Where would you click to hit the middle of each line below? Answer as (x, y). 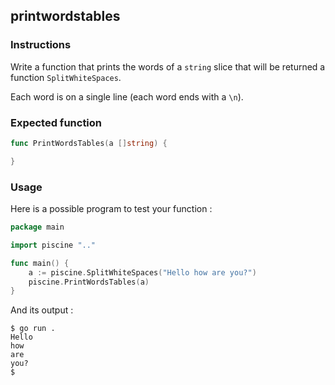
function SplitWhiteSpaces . (66, 77)
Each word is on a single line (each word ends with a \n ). (127, 96)
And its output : (42, 310)
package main (37, 227)
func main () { (40, 263)
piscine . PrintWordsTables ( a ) (89, 282)
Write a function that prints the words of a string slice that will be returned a (168, 66)
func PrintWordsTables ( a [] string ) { (89, 143)
